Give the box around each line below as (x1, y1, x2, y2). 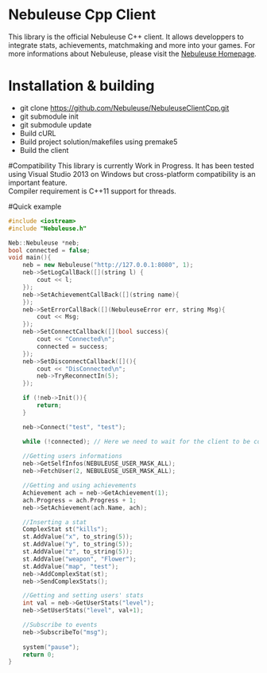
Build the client (19, 145, 69, 155)
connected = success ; (37, 342, 109, 350)
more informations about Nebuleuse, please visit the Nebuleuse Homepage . (8, 49, 257, 58)
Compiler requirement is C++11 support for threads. (8, 186, 176, 196)
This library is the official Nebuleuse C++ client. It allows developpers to (8, 32, 244, 41)
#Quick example (8, 202, 62, 211)
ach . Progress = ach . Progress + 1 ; (22, 496, 137, 504)
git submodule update (19, 119, 92, 129)
